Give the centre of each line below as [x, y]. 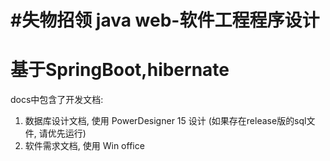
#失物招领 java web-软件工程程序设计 [165, 20]
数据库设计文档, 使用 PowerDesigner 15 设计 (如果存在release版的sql [165, 121]
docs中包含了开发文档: [57, 100]
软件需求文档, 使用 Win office [84, 146]
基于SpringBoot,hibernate [120, 70]
